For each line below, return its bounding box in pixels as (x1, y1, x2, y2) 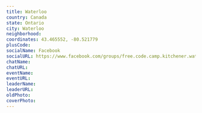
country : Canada (6, 14, 47, 20)
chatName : (6, 59, 31, 65)
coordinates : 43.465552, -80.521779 (6, 36, 98, 42)
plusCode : (6, 42, 31, 48)
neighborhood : (6, 31, 42, 37)
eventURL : (6, 75, 31, 81)
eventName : (6, 70, 34, 76)
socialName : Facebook (6, 48, 61, 54)
